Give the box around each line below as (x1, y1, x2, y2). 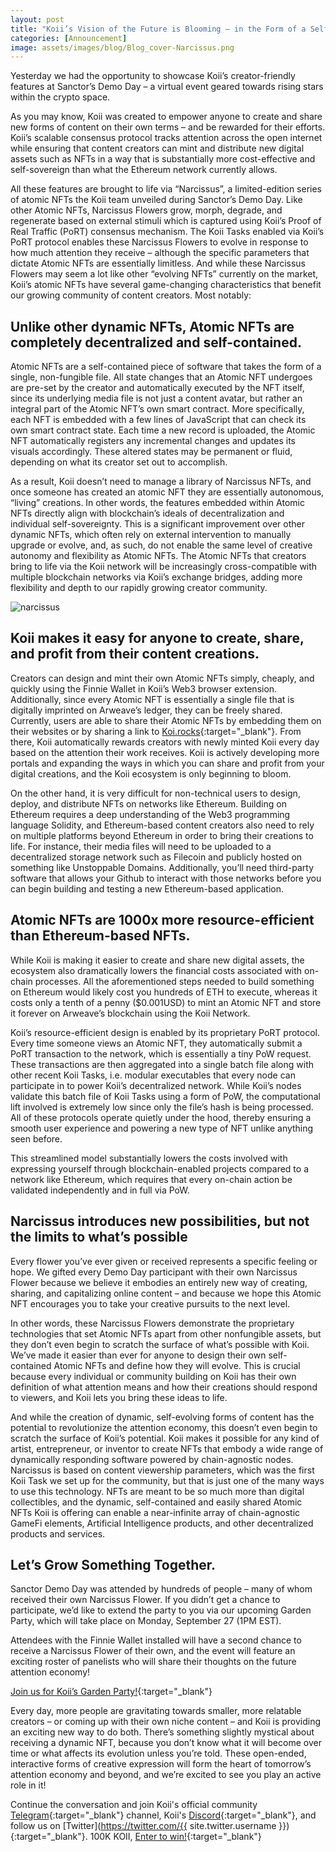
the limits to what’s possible (10, 1229, 188, 1246)
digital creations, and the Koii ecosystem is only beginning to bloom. (10, 767, 292, 780)
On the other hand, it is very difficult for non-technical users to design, (10, 787, 301, 799)
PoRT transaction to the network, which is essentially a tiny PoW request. (10, 1047, 312, 1060)
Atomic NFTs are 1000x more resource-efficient (10, 912, 315, 929)
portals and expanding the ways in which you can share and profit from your (10, 757, 325, 769)
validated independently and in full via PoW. (10, 1184, 190, 1196)
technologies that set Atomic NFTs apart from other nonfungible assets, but (10, 1327, 322, 1340)
